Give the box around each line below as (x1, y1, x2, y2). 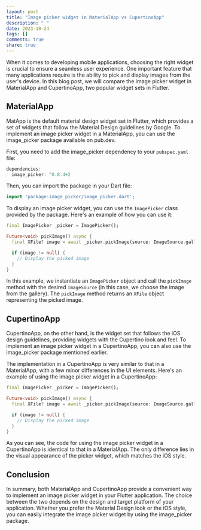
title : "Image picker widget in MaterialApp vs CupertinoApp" (6, 14, 165, 20)
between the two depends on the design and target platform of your (6, 498, 174, 505)
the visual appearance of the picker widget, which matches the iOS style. (6, 452, 187, 459)
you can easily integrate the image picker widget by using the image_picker (6, 511, 193, 518)
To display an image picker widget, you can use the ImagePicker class (6, 205, 178, 212)
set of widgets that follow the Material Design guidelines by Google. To (6, 123, 181, 131)
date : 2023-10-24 (6, 25, 50, 32)
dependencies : (6, 166, 42, 172)
